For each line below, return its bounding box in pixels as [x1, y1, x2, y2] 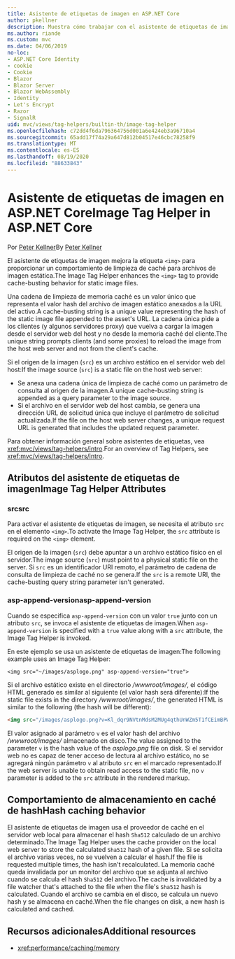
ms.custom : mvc [7, 36, 52, 43]
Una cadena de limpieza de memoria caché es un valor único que [7, 292, 197, 301]
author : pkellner [7, 17, 58, 24]
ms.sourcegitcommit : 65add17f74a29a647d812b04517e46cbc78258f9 [7, 134, 196, 141]
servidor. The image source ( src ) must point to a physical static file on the [7, 555, 218, 564]
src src [7, 504, 30, 513]
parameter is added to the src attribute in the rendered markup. [7, 774, 190, 782]
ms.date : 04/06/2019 [7, 43, 68, 50]
